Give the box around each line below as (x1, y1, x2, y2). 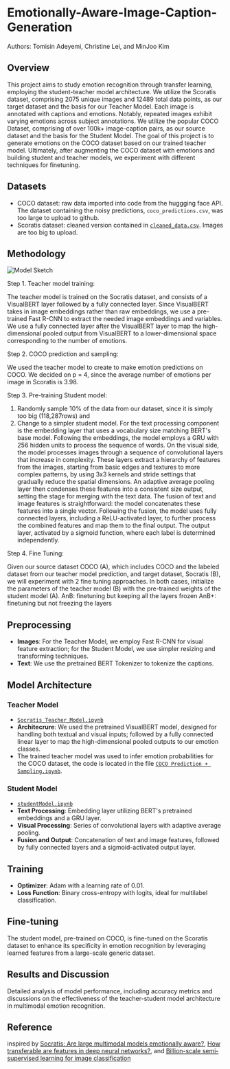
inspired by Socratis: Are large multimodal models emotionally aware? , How (7, 1039, 221, 1048)
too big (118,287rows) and (16, 412, 91, 420)
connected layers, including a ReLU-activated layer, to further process (16, 514, 216, 522)
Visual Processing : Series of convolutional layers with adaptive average (16, 822, 222, 830)
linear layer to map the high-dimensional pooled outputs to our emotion (16, 737, 219, 745)
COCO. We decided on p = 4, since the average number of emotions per (7, 371, 211, 379)
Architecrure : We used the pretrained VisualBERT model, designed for (16, 723, 218, 731)
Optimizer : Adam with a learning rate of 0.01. (16, 881, 145, 890)
